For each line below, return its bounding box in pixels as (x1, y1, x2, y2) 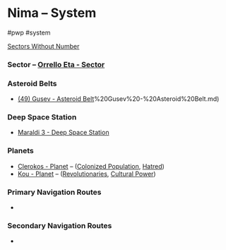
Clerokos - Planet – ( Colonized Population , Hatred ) (17, 162, 165, 170)
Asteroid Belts (7, 78, 57, 88)
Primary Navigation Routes (7, 187, 102, 197)
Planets (7, 146, 34, 156)
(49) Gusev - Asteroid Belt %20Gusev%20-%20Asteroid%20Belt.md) (17, 95, 220, 103)
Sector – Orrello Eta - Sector (7, 59, 105, 69)
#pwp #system (7, 28, 51, 37)
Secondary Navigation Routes (7, 220, 112, 230)
